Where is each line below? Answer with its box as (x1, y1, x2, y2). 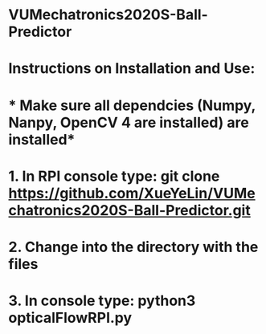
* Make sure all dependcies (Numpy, (8, 96, 256, 114)
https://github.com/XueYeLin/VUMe (8, 184, 256, 202)
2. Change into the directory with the (8, 238, 259, 256)
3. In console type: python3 (8, 291, 196, 310)
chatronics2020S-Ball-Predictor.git (8, 201, 251, 219)
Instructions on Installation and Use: (8, 59, 256, 78)
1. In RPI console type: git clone (8, 167, 220, 185)
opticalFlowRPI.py (8, 309, 133, 327)
